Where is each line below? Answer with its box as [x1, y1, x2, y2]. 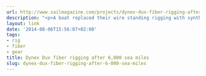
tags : [6, 32, 20, 38]
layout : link [6, 20, 40, 26]
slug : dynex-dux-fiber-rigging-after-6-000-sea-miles [6, 60, 147, 66]
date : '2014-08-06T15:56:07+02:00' [6, 26, 97, 32]
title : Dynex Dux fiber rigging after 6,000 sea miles [6, 55, 150, 61]
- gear [6, 49, 23, 55]
